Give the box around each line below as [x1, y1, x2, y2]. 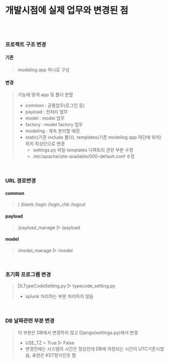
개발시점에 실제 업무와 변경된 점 [5, 5, 128, 16]
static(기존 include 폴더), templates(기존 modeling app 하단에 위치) [25, 134, 161, 141]
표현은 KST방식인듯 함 [32, 352, 76, 358]
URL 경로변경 [5, 177, 37, 184]
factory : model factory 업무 [25, 122, 83, 128]
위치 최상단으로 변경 [25, 141, 65, 147]
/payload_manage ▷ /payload [17, 225, 80, 231]
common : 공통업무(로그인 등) [25, 102, 85, 108]
